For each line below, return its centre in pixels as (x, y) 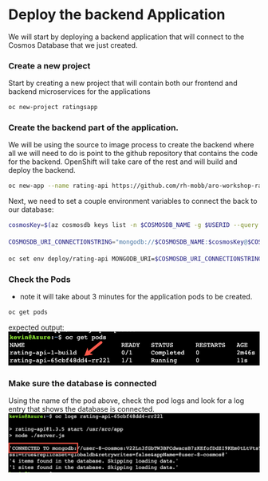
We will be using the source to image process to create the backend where (131, 145)
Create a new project (49, 65)
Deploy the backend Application (117, 15)
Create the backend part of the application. (94, 127)
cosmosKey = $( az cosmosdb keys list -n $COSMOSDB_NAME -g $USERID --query (134, 225)
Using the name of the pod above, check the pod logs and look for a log (126, 401)
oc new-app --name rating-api (59, 186)
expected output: (37, 327)
